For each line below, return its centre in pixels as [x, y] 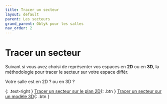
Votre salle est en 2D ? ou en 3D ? [40, 82]
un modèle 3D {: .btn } [27, 97]
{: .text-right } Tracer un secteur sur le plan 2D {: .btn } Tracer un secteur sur [83, 91]
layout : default [22, 14]
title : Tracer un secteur [32, 10]
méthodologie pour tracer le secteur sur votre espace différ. [67, 72]
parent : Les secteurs [28, 19]
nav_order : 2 [19, 28]
